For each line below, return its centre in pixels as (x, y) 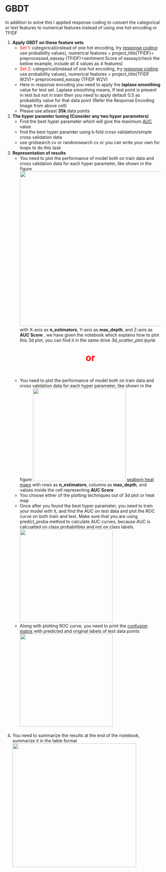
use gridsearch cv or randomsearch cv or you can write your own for (90, 142)
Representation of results (39, 153)
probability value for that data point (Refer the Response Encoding (87, 100)
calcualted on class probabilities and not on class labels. (77, 527)
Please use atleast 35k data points (55, 111)
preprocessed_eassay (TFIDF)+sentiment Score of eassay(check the (90, 58)
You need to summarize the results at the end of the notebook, (76, 735)
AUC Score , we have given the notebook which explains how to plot (89, 335)
